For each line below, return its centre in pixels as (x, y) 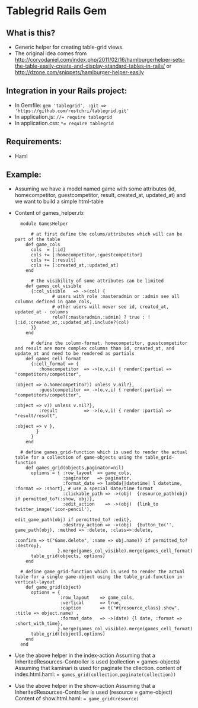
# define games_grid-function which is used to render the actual (104, 452)
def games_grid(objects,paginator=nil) (75, 468)
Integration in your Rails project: (67, 91)
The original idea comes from (51, 53)
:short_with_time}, (39, 624)
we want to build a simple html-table (59, 201)
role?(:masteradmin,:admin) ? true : (99, 318)
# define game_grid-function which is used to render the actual (103, 572)
